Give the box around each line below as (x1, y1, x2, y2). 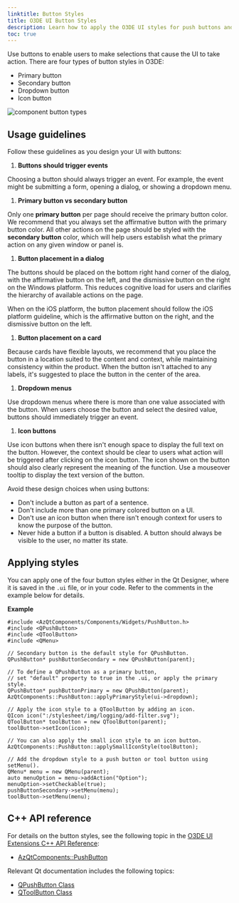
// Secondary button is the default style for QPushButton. (7, 649, 190, 656)
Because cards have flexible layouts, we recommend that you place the (7, 347, 217, 356)
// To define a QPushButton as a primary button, (7, 668, 158, 676)
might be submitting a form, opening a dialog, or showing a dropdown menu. (7, 182, 233, 191)
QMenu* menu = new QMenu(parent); (7, 768, 110, 775)
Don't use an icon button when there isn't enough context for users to (17, 514, 223, 522)
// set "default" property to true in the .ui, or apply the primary (7, 674, 218, 681)
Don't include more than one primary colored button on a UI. (17, 506, 195, 515)
